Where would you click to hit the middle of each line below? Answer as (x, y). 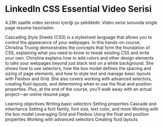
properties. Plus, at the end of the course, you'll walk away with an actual (78, 89)
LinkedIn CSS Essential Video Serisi (78, 9)
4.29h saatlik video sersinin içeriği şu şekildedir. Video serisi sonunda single (81, 22)
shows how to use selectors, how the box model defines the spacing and (78, 68)
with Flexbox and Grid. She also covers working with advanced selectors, (79, 79)
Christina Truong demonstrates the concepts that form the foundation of (77, 47)
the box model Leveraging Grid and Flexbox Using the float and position (77, 114)
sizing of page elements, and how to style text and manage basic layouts (78, 73)
